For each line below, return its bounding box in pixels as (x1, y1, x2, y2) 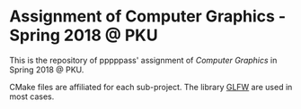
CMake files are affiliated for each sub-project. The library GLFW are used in (9, 81, 293, 92)
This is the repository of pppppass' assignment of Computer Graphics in (9, 54, 278, 65)
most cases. (9, 91, 55, 102)
